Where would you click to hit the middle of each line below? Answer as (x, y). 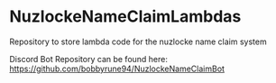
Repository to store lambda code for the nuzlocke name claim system (138, 41)
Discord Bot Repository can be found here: (89, 59)
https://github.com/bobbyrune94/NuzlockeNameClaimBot (117, 69)
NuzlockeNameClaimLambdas (125, 17)
